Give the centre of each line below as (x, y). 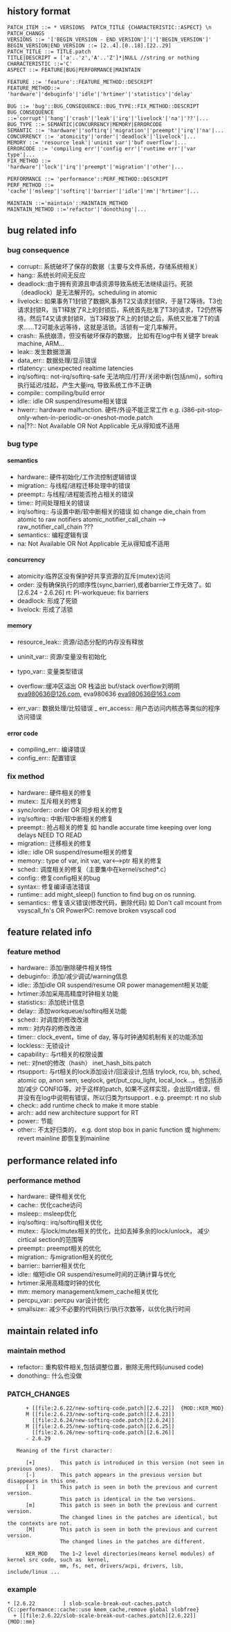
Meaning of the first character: (64, 1450)
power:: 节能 (35, 1121)
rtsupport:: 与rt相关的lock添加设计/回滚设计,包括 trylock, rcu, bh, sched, (119, 1072)
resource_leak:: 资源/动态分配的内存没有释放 (80, 642)
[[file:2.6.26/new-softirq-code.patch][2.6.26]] (103, 1432)
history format (39, 11)
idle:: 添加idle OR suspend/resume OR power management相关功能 (113, 985)
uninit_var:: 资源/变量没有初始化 (62, 657)
